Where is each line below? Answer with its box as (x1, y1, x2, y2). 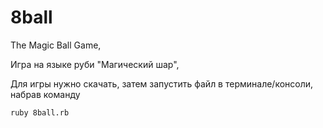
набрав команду (10, 88, 81, 100)
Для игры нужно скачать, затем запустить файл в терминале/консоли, (10, 77, 314, 90)
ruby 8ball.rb (10, 107, 70, 118)
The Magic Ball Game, (10, 39, 102, 51)
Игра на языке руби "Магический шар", (10, 58, 180, 70)
